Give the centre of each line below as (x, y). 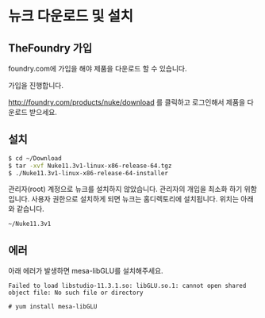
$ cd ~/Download (35, 158)
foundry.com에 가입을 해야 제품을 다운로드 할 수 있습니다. (98, 69)
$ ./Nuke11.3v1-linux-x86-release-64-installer (88, 173)
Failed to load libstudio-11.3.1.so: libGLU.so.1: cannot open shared (127, 286)
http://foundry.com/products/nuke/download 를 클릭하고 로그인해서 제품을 (127, 102)
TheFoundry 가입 (50, 48)
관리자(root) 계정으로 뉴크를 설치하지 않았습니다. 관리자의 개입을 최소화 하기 (125, 189)
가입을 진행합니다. (36, 85)
